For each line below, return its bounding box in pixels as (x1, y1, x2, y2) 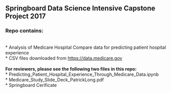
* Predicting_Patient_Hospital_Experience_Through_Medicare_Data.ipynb (5, 71, 159, 77)
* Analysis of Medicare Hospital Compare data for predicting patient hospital (5, 44, 166, 50)
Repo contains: (5, 27, 44, 35)
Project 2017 (5, 12, 46, 21)
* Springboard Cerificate (5, 82, 57, 88)
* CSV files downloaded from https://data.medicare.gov (5, 55, 123, 61)
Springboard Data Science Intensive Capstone (5, 4, 156, 13)
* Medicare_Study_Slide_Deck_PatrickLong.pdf (5, 76, 104, 83)
